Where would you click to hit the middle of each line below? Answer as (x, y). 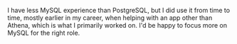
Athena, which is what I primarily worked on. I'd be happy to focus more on (117, 25)
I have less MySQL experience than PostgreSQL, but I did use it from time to (118, 10)
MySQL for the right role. (44, 33)
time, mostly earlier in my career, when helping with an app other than (110, 18)
